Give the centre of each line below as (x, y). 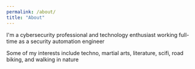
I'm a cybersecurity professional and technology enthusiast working (92, 34)
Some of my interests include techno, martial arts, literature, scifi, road (95, 53)
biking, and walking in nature (42, 59)
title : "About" (26, 18)
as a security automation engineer (62, 41)
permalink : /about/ (31, 12)
